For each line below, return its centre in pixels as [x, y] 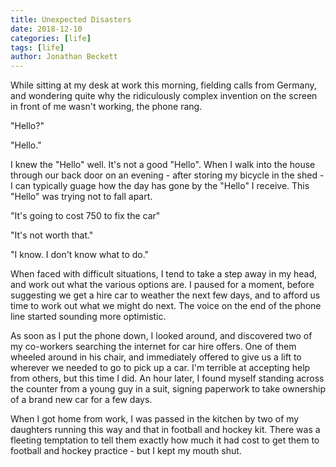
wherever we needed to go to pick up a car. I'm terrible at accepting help [160, 368]
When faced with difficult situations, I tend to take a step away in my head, [164, 274]
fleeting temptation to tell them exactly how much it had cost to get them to [165, 440]
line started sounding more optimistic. [88, 317]
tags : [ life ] [37, 47]
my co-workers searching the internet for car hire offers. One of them [153, 347]
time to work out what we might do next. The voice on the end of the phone [166, 306]
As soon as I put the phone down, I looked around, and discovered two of [161, 336]
